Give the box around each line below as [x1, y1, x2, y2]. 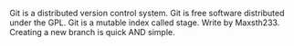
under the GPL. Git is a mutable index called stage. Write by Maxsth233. [9, 17, 280, 28]
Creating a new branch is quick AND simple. [9, 27, 175, 37]
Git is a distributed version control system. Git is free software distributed [9, 8, 285, 18]
